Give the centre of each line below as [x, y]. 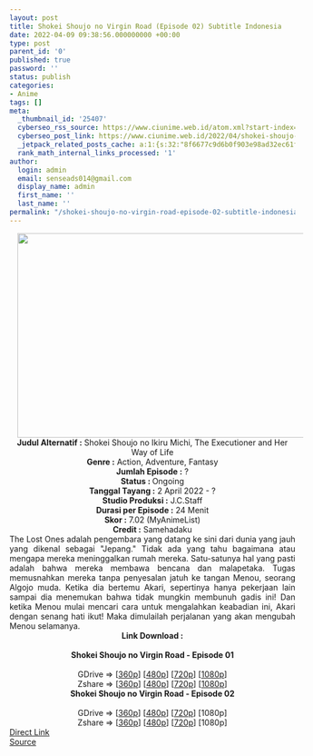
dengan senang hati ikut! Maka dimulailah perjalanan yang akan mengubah [152, 616]
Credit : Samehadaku [152, 529]
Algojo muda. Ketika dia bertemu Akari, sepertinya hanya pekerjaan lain [152, 587]
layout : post [34, 18]
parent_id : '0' [38, 52]
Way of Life [152, 452]
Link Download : [152, 635]
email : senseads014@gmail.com [74, 178]
